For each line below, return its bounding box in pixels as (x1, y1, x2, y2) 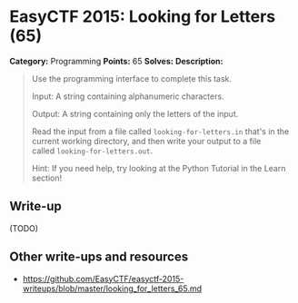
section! (31, 172, 63, 183)
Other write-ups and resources (9, 249, 189, 265)
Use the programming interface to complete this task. (31, 73, 233, 83)
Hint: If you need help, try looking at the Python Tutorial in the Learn (31, 162, 286, 173)
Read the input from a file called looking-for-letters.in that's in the (31, 125, 290, 137)
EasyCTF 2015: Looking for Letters (9, 6, 275, 27)
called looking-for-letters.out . (31, 145, 153, 156)
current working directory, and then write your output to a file (31, 135, 262, 146)
